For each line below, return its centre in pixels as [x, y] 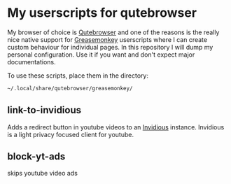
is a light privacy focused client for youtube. [71, 134]
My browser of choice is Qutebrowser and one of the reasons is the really [113, 32]
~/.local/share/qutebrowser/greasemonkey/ [70, 88]
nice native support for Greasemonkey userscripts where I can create [107, 39]
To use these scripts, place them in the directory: [78, 76]
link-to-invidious [44, 110]
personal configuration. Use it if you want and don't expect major [101, 55]
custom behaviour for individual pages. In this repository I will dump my [110, 47]
